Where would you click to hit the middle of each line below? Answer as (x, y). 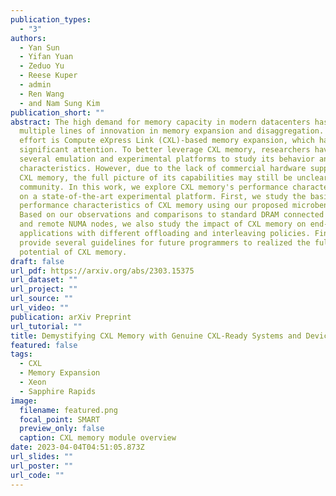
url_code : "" (37, 475)
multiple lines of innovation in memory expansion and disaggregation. (172, 131)
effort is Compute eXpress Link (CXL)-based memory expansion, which (167, 141)
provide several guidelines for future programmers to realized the (165, 242)
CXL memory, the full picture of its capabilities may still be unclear (174, 177)
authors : (28, 38)
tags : (21, 354)
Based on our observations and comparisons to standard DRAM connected (172, 215)
